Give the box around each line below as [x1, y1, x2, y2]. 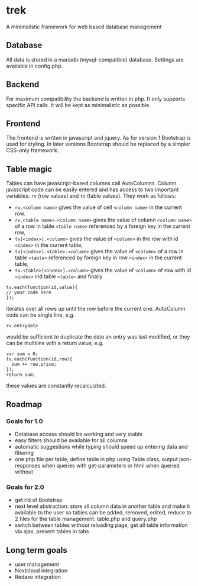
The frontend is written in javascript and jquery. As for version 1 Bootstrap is [6, 134, 191, 141]
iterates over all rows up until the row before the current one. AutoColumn [6, 305, 186, 313]
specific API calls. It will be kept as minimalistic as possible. [6, 101, 151, 108]
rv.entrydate [6, 323, 38, 329]
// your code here [6, 289, 51, 296]
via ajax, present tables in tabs [14, 528, 89, 535]
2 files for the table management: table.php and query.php [14, 516, 157, 523]
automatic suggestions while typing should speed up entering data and [14, 443, 188, 450]
